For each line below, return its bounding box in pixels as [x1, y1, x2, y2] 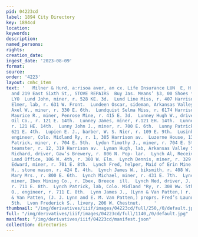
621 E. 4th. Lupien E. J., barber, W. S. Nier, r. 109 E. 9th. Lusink [11, 129, 194, 135]
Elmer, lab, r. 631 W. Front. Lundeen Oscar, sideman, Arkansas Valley [11, 101, 194, 108]
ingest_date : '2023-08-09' [6, 58, 72, 64]
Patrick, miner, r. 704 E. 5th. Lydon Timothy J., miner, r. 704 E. [11, 139, 186, 146]
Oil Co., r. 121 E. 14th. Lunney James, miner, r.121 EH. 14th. [11, 118, 176, 124]
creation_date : [6, 52, 44, 58]
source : [6, 69, 25, 75]
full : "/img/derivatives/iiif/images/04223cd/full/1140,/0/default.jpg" [6, 211, 189, 217]
